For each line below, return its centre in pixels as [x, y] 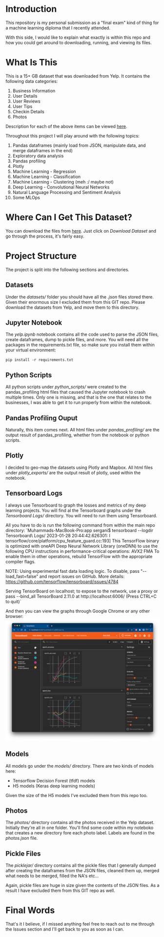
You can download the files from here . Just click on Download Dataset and [81, 231]
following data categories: [32, 81]
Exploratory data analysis [38, 156]
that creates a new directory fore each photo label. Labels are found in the [80, 833]
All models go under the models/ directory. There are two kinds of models [80, 766]
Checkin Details [28, 111]
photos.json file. [22, 838]
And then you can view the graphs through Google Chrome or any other [78, 611]
